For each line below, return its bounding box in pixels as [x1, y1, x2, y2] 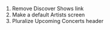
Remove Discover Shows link [11, 5, 84, 12]
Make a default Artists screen [11, 11, 85, 18]
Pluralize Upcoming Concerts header [11, 18, 104, 24]
